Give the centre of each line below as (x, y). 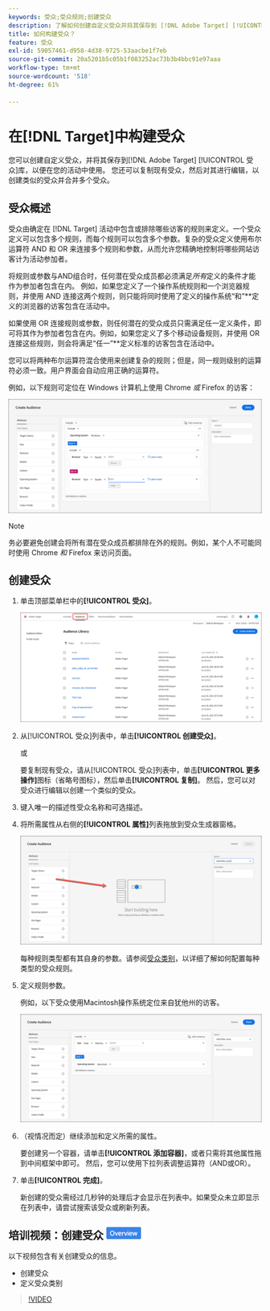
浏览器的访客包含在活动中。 (68, 306)
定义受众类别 (41, 1283)
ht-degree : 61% (34, 84)
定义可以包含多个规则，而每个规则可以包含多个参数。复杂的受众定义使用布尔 (135, 239)
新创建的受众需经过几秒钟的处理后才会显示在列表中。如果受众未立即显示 (139, 1198)
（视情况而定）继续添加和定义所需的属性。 (90, 1136)
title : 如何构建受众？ (42, 34)
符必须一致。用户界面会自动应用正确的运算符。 (86, 370)
